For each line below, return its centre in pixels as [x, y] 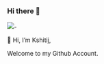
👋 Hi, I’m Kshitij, [29, 40]
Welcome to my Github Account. [53, 54]
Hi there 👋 [24, 11]
